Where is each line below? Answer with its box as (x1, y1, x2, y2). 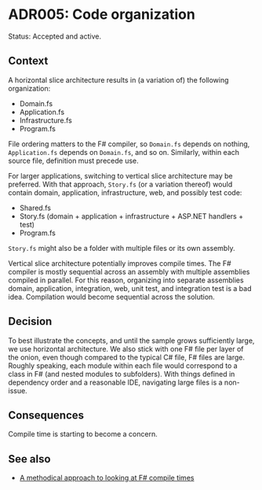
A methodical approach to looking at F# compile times (19, 473, 195, 483)
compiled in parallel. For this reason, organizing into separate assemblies (8, 275, 245, 285)
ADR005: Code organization (8, 6, 196, 24)
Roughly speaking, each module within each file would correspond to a (8, 360, 238, 370)
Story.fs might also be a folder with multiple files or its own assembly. (8, 243, 235, 252)
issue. (8, 385, 27, 395)
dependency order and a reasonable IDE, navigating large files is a (8, 378, 223, 387)
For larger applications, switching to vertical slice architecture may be (8, 171, 233, 180)
